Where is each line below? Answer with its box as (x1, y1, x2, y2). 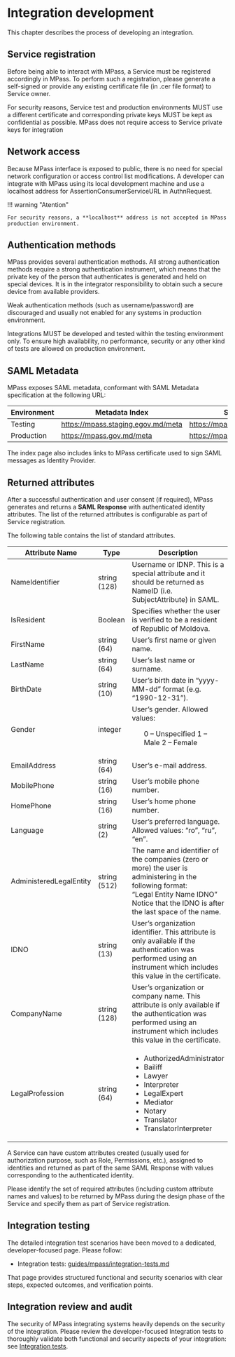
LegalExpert (143, 1089, 184, 1098)
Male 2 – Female (143, 738, 198, 747)
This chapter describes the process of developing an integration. (7, 28, 194, 36)
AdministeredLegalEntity (10, 876, 92, 885)
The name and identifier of (131, 845, 219, 855)
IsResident (10, 615, 45, 624)
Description (158, 548, 198, 557)
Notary (143, 1107, 166, 1116)
